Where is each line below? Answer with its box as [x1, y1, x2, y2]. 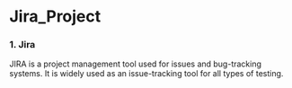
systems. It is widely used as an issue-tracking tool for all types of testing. [9, 68, 284, 79]
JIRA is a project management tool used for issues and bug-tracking [9, 58, 262, 69]
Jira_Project [9, 6, 102, 27]
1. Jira [9, 39, 36, 51]
